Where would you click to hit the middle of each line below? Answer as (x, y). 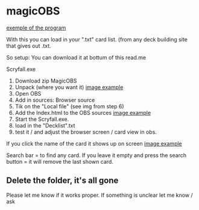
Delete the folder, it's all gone (62, 181)
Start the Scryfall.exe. (42, 119)
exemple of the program (36, 28)
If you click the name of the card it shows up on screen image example (94, 143)
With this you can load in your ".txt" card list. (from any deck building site (97, 39)
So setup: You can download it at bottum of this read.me (76, 57)
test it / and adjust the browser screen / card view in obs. (86, 132)
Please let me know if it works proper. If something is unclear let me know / (99, 195)
